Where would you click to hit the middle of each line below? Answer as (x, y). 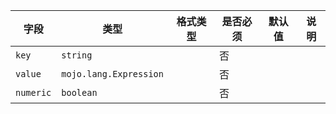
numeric (33, 92)
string (77, 55)
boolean (79, 92)
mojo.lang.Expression (112, 74)
